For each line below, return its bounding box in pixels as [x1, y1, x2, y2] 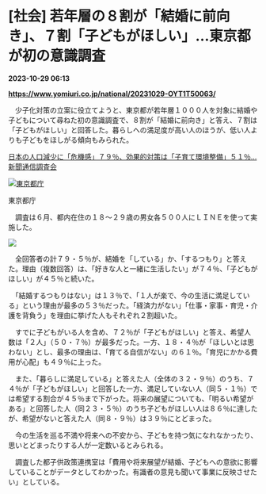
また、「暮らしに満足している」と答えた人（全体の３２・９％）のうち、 [14, 373, 248, 383]
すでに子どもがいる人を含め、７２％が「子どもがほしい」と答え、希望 [14, 327, 245, 337]
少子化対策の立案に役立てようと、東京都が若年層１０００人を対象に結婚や [14, 105, 258, 115]
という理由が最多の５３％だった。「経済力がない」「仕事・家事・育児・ [21, 301, 251, 310]
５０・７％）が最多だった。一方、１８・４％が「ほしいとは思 [52, 337, 255, 347]
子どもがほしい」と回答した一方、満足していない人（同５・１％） [35, 384, 251, 393]
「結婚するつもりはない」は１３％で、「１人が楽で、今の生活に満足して [14, 290, 243, 300]
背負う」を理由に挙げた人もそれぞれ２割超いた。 [21, 310, 182, 320]
